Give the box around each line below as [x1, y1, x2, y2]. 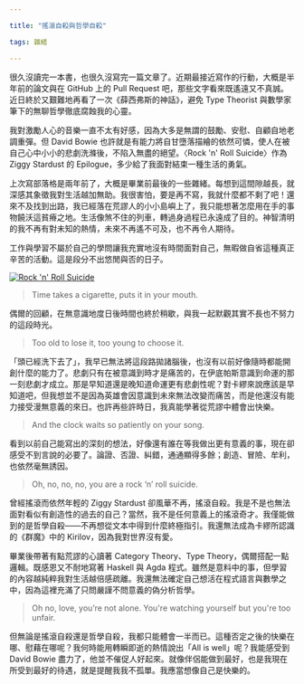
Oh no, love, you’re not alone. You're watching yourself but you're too [31, 603, 291, 613]
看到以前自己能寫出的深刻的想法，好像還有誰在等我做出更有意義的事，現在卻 [9, 438, 295, 449]
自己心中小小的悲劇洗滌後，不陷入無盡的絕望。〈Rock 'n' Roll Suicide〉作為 [9, 147, 288, 158]
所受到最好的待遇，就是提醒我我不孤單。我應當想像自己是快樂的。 [9, 664, 255, 675]
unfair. [31, 612, 56, 622]
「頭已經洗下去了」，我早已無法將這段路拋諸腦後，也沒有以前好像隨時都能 [9, 356, 283, 366]
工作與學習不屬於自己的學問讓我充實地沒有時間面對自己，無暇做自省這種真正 [9, 242, 295, 253]
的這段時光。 [9, 318, 57, 330]
